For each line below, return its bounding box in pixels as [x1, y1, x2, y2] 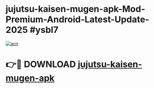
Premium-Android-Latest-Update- [5, 14, 150, 25]
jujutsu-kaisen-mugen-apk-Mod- [5, 3, 145, 15]
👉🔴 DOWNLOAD [5, 59, 76, 70]
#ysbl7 [30, 25, 59, 35]
